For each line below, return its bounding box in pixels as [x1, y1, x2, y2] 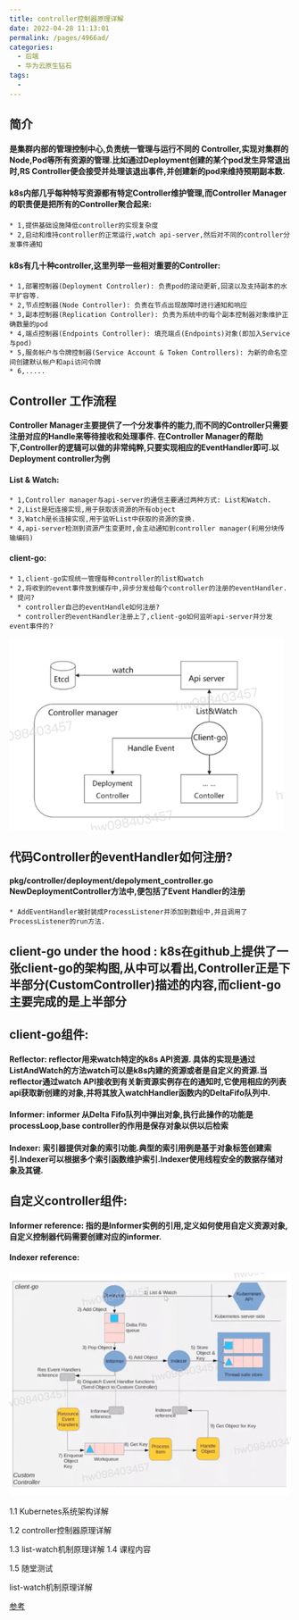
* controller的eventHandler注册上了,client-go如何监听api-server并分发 [17, 612, 274, 621]
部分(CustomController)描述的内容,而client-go [21, 977, 281, 992]
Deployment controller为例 [9, 454, 111, 464]
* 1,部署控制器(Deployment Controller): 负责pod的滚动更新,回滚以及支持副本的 [9, 282, 281, 291]
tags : [9, 71, 29, 80]
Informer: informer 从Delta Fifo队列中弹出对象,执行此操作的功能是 [9, 1109, 254, 1120]
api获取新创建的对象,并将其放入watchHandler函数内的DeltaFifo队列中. [9, 1087, 270, 1098]
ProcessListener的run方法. [9, 917, 105, 926]
